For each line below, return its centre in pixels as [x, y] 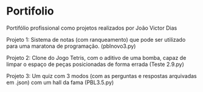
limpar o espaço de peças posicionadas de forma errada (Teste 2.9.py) [95, 64]
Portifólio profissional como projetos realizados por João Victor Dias [92, 28]
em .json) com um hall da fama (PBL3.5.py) [60, 82]
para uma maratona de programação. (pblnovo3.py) [71, 46]
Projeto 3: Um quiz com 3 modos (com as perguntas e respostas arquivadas [101, 76]
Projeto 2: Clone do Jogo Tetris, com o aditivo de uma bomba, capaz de [96, 57]
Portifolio [30, 11]
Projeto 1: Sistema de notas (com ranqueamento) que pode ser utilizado [96, 39]
